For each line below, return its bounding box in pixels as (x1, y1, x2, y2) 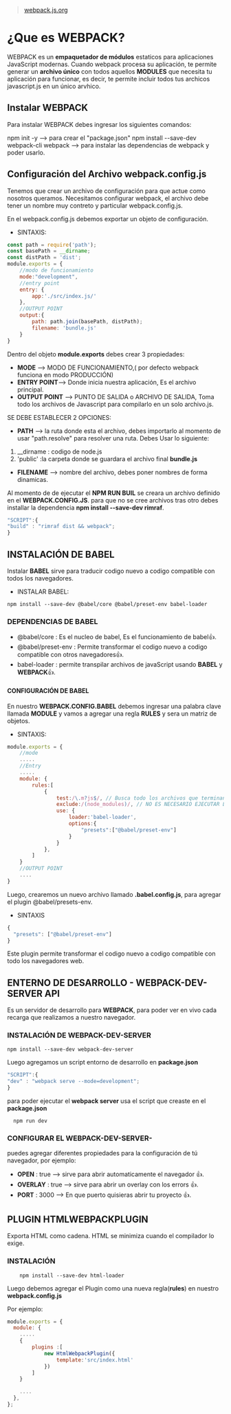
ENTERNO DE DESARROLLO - (7, 977, 134, 989)
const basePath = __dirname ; (7, 248, 91, 254)
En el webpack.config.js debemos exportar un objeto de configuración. (7, 214, 208, 223)
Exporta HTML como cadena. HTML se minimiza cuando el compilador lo (7, 1232, 214, 1240)
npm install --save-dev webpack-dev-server (7, 1046, 134, 1053)
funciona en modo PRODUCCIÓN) (16, 370, 114, 378)
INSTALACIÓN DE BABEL (7, 548, 115, 560)
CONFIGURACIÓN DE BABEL (7, 686, 89, 695)
